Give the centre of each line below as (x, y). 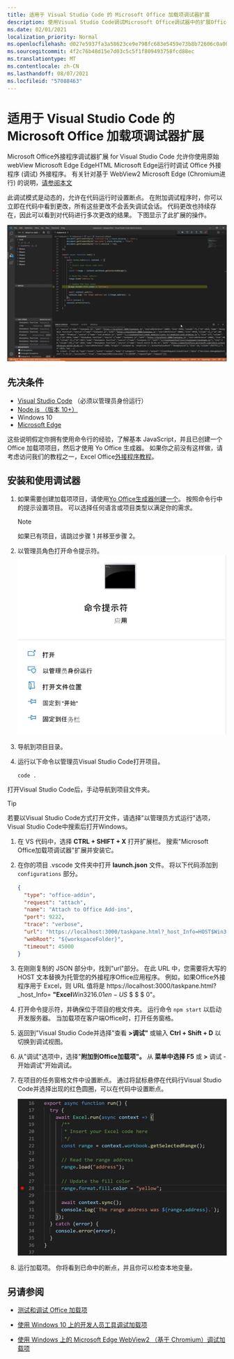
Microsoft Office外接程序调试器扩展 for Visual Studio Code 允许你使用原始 (113, 156)
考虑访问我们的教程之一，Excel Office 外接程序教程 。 (83, 456)
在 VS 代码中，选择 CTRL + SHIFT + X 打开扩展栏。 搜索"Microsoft (113, 841)
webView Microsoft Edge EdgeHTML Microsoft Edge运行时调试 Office (107, 165)
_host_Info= (34, 994)
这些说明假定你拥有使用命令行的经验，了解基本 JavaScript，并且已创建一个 (115, 439)
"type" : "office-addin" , (60, 895)
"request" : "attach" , (55, 903)
